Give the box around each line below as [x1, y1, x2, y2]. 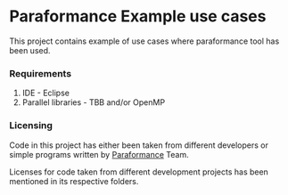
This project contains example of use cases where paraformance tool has [9, 36, 280, 46]
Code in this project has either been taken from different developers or [9, 140, 269, 150]
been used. [9, 45, 51, 55]
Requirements [9, 67, 72, 79]
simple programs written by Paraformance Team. [9, 149, 189, 159]
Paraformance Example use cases [9, 6, 267, 27]
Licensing [9, 119, 53, 132]
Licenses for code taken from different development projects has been [9, 167, 269, 177]
